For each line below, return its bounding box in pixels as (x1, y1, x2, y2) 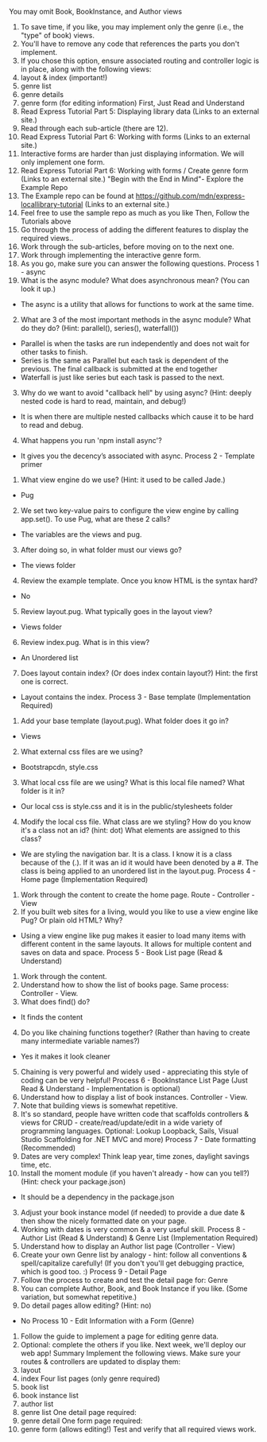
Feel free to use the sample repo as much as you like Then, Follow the (20, 208, 250, 217)
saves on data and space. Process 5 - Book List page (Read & (20, 948, 223, 957)
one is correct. (20, 677, 68, 686)
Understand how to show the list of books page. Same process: (20, 980, 229, 989)
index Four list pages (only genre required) (20, 1374, 161, 1383)
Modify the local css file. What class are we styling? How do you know (20, 817, 251, 826)
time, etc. (20, 1160, 52, 1169)
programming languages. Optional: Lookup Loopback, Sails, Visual (20, 1126, 239, 1136)
